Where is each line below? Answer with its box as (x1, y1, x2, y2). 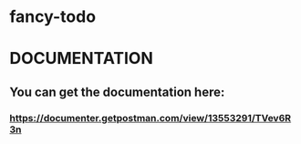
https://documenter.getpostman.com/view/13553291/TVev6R (9, 111, 292, 124)
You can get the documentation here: (9, 84, 225, 99)
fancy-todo (9, 6, 97, 27)
